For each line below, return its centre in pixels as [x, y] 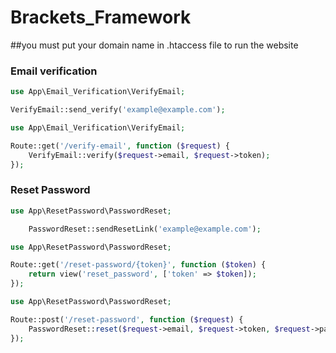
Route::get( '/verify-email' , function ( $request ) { [120, 146]
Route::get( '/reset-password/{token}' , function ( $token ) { [138, 265]
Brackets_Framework [101, 17]
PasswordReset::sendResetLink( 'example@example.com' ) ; [145, 229]
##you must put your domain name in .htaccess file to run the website [154, 45]
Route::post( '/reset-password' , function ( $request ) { [127, 319]
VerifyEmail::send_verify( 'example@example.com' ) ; [118, 110]
